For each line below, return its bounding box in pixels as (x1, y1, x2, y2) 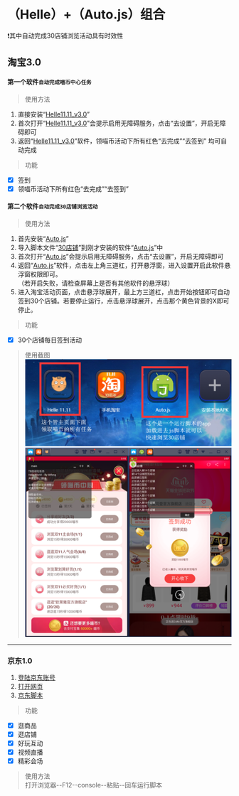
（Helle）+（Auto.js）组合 (7, 6, 166, 23)
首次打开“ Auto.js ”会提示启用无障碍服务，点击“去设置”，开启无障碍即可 (17, 252, 224, 260)
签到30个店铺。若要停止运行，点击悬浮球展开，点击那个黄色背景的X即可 (17, 296, 230, 305)
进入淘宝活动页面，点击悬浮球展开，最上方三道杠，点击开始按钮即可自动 (17, 287, 230, 296)
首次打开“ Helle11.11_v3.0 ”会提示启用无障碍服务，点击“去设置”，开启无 (17, 119, 221, 127)
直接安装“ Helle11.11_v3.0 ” (17, 109, 90, 118)
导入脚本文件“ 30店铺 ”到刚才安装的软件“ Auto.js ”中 (17, 243, 164, 252)
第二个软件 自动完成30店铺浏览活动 (7, 202, 98, 210)
